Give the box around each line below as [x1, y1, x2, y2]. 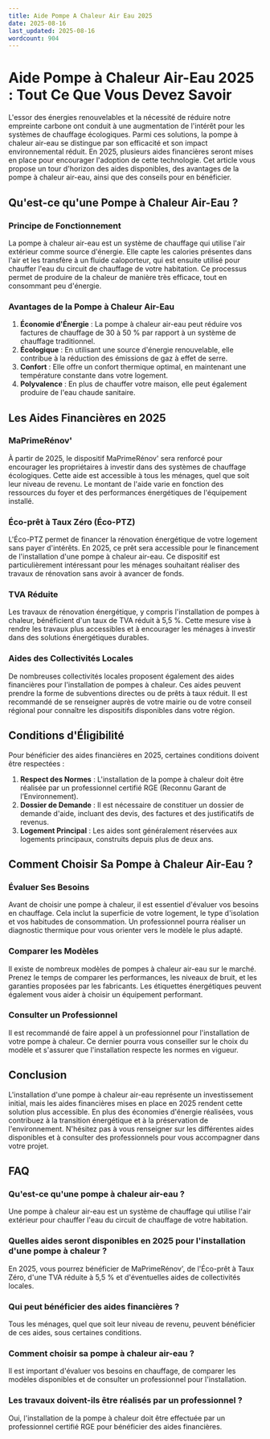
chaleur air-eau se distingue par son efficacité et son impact [8, 138, 208, 148]
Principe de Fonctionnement [8, 220, 122, 231]
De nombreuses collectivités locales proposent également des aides [8, 671, 235, 681]
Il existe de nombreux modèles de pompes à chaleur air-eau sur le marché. [8, 963, 257, 974]
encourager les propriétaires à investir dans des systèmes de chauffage [8, 462, 247, 472]
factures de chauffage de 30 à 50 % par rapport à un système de [19, 328, 236, 338]
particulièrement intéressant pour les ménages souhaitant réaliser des [8, 560, 240, 570]
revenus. [19, 817, 50, 827]
